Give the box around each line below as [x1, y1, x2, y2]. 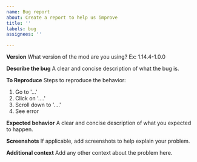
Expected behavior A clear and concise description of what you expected [6, 119, 192, 127]
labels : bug [6, 25, 36, 32]
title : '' [6, 20, 32, 26]
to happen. [6, 126, 33, 133]
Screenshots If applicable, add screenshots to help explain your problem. [6, 137, 190, 145]
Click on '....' [15, 95, 46, 102]
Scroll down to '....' [15, 101, 62, 109]
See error [15, 108, 39, 115]
